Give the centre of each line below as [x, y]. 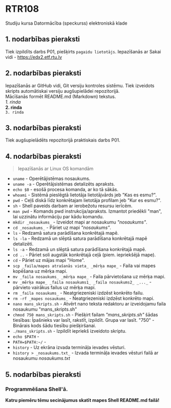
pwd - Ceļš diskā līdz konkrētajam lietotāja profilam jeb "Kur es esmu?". [87, 200]
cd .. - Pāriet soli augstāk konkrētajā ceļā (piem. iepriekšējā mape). [84, 255]
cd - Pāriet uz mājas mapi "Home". [49, 260]
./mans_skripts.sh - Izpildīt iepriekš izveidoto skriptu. [70, 331]
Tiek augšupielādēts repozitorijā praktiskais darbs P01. [63, 140]
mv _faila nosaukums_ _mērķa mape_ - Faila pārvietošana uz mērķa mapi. [89, 277]
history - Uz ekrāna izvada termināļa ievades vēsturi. [69, 348]
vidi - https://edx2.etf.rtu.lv [34, 57]
